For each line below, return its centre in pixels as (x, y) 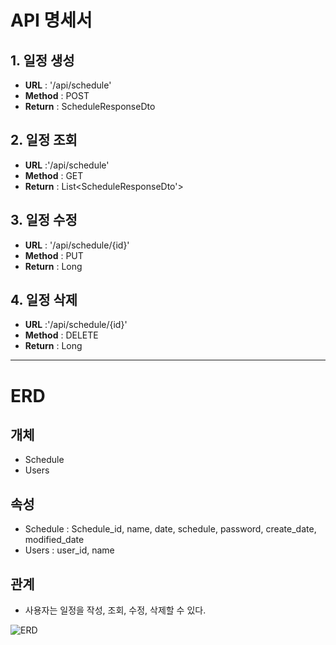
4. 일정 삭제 (44, 300)
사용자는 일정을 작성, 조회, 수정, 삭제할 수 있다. (115, 610)
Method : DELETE (61, 335)
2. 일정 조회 (44, 140)
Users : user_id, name (69, 550)
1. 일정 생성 (42, 60)
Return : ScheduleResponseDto (90, 106)
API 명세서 (51, 20)
